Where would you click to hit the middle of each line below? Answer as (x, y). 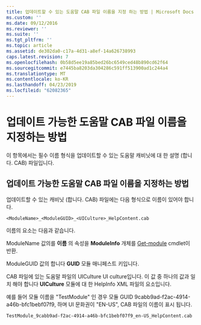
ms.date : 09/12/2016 (32, 23)
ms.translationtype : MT (36, 74)
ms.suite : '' (23, 34)
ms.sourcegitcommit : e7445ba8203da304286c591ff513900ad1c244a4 (87, 68)
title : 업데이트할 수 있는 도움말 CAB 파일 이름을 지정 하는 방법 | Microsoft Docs (100, 12)
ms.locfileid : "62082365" (39, 91)
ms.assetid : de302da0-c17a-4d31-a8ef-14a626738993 (71, 51)
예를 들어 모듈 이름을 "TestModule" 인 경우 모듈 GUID (70, 297)
